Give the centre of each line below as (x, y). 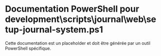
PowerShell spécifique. (28, 48)
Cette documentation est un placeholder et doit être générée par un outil (78, 43)
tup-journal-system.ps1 (54, 30)
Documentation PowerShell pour (72, 9)
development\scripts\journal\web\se (81, 19)
